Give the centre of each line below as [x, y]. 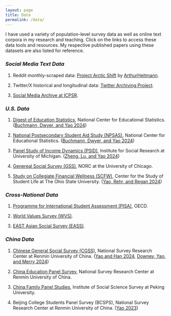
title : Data [18, 15]
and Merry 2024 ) [31, 261]
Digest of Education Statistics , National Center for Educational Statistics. [89, 119]
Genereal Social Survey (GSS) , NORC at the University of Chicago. [83, 166]
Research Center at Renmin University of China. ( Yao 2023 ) [76, 308]
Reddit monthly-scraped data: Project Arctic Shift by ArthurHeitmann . [86, 75]
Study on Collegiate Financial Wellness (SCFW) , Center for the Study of [88, 176]
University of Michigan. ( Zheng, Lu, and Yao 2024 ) [66, 156]
